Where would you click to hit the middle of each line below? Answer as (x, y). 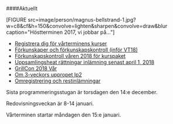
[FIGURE (16, 20)
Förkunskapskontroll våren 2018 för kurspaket (70, 56)
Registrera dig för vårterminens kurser (61, 44)
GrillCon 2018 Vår (36, 68)
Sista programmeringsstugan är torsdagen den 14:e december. (82, 92)
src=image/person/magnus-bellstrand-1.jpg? (82, 20)
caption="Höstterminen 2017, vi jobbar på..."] (60, 32)
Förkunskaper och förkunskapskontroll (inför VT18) (76, 50)
